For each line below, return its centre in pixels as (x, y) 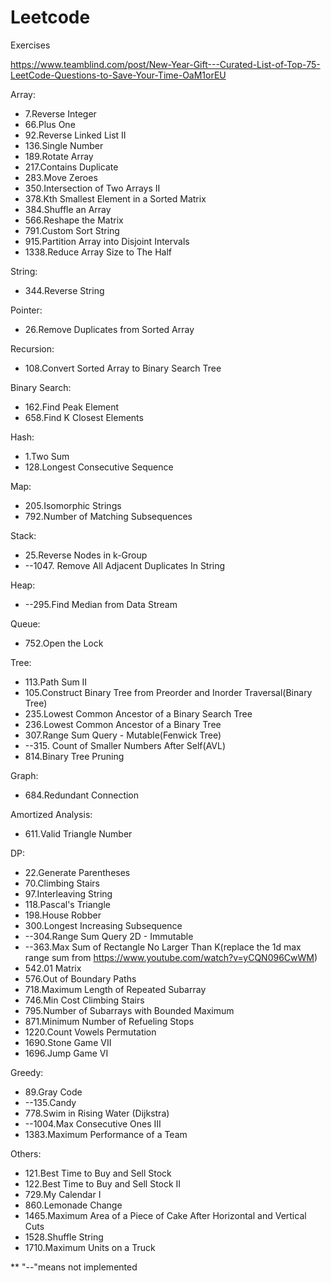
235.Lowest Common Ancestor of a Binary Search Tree (138, 713)
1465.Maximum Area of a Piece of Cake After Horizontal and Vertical (165, 1215)
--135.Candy (50, 1102)
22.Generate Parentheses (77, 872)
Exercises (30, 45)
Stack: (23, 535)
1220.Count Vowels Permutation (90, 1032)
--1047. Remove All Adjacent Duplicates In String (125, 565)
